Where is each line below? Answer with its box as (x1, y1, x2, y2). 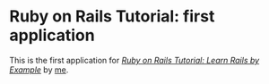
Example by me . (9, 64, 69, 75)
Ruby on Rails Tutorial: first (9, 6, 215, 27)
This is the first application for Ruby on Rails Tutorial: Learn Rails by (9, 55, 260, 65)
